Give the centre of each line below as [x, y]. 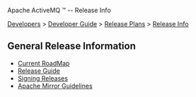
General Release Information [72, 46]
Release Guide [39, 71]
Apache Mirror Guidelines [55, 86]
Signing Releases [43, 78]
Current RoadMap [44, 63]
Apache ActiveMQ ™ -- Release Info [59, 10]
